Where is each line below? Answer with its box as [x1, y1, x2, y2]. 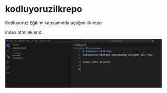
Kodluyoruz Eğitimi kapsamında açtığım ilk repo [5, 20, 102, 26]
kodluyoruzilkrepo [5, 3, 83, 15]
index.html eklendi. [5, 29, 44, 35]
